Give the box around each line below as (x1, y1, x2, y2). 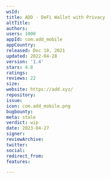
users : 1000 (6, 31, 36, 37)
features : (6, 159, 31, 165)
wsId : (6, 8, 20, 15)
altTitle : (6, 20, 31, 26)
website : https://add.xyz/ (6, 87, 73, 92)
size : (6, 81, 20, 87)
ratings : (6, 70, 28, 76)
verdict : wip (6, 120, 39, 126)
